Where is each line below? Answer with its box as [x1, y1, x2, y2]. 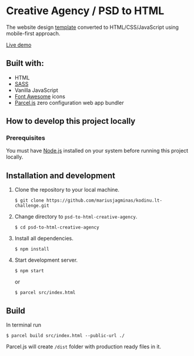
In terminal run [6, 321, 41, 328]
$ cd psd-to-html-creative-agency [14, 225, 99, 230]
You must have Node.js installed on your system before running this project [6, 147, 189, 154]
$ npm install [14, 246, 49, 252]
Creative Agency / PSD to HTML [6, 4, 165, 18]
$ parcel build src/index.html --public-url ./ [6, 333, 125, 339]
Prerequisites [6, 134, 45, 142]
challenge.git [14, 203, 49, 209]
